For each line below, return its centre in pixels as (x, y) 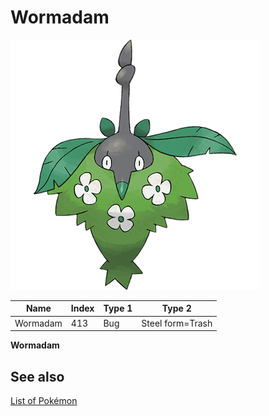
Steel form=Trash (177, 323)
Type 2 (176, 308)
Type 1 (118, 308)
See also (37, 376)
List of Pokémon (44, 400)
